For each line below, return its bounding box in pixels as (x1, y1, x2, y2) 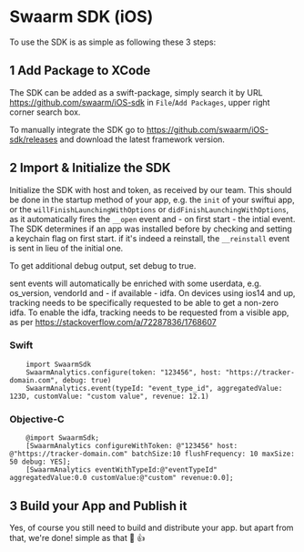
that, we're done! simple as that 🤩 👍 (9, 532, 146, 543)
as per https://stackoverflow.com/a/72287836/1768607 (9, 316, 217, 327)
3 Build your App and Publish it (9, 498, 187, 514)
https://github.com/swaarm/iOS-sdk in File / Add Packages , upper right (9, 97, 270, 107)
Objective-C (9, 413, 66, 425)
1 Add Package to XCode (9, 63, 151, 78)
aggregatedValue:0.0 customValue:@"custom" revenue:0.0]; (9, 474, 234, 483)
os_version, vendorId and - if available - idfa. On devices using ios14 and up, (9, 287, 296, 298)
